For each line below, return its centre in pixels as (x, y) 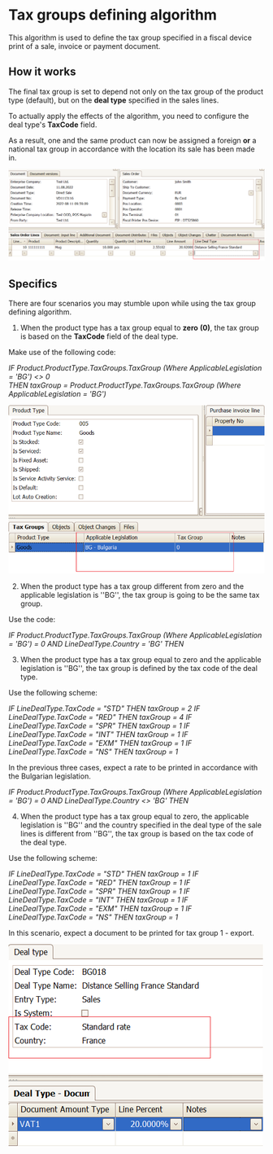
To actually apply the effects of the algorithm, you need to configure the (129, 116)
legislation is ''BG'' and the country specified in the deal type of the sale (141, 825)
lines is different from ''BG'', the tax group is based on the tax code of (137, 834)
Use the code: (32, 620)
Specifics (33, 284)
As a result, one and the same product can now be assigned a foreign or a (132, 140)
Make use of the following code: (62, 353)
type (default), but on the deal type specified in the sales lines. (114, 100)
